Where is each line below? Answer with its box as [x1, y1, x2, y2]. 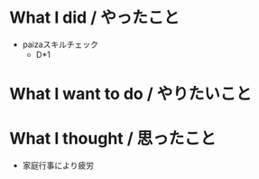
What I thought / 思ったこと [9, 128, 217, 149]
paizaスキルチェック [22, 39, 99, 50]
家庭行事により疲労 [22, 160, 95, 171]
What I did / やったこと [9, 7, 180, 28]
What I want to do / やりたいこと [9, 84, 253, 104]
